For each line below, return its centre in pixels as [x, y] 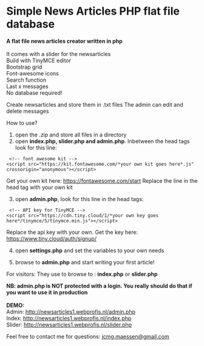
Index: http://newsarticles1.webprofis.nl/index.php [69, 318]
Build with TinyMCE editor [39, 60]
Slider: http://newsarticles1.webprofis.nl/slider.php [69, 325]
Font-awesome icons [32, 73]
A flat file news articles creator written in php [64, 41]
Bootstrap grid [24, 67]
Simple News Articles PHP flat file [93, 11]
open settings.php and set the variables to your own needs [90, 250]
